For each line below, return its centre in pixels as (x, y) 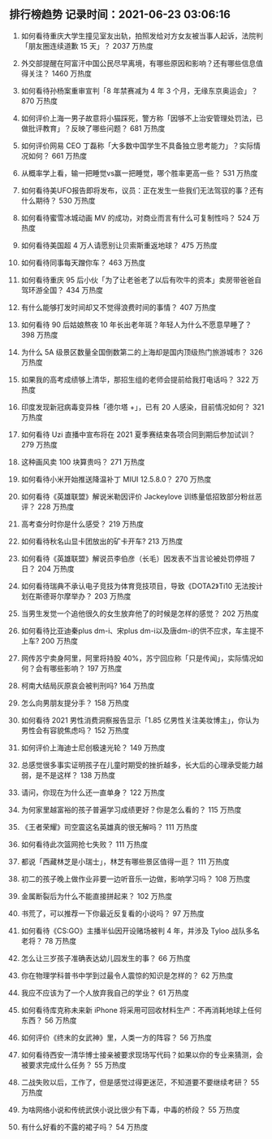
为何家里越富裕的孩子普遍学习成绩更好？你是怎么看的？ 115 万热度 (131, 810)
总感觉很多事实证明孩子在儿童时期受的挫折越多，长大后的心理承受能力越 (142, 765)
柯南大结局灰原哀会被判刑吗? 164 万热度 (88, 685)
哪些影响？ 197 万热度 (86, 668)
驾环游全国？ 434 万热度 (62, 290)
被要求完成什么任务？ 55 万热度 (73, 1065)
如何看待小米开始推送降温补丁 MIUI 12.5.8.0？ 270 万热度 (116, 479)
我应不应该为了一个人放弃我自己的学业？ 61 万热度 (105, 993)
